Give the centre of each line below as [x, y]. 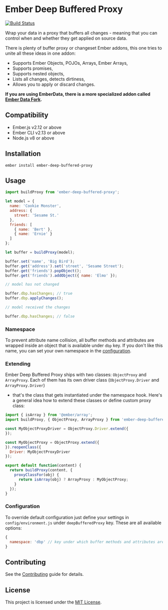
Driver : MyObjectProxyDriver [40, 452]
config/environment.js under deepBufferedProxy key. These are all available [83, 523]
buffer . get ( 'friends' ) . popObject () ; [43, 271]
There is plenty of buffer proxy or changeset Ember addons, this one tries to [84, 48]
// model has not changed [32, 285]
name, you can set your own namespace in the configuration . [68, 351]
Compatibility [27, 115]
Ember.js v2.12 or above [37, 127]
